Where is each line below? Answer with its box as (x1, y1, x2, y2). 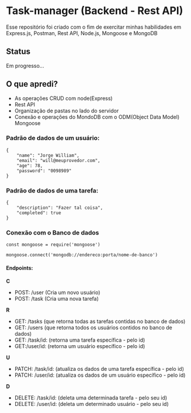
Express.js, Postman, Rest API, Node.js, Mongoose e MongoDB (6, 29, 158, 36)
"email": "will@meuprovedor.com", (16, 157, 100, 163)
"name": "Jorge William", (16, 152, 80, 159)
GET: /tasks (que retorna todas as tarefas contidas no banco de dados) (14, 318, 186, 325)
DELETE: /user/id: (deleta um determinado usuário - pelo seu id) (14, 400, 169, 407)
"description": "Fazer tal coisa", (16, 205, 103, 211)
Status (6, 47, 31, 57)
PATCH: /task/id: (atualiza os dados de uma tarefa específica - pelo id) (14, 365, 185, 372)
